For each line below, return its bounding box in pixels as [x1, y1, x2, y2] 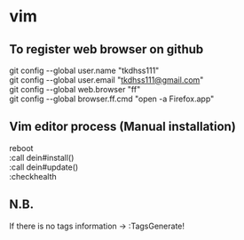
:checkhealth [9, 171, 58, 181]
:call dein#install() [9, 152, 75, 163]
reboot [9, 142, 34, 153]
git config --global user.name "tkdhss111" [9, 65, 160, 76]
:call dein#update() [9, 162, 79, 172]
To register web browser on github [9, 42, 204, 57]
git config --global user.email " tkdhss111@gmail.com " [9, 75, 204, 85]
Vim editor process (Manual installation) [9, 119, 237, 134]
